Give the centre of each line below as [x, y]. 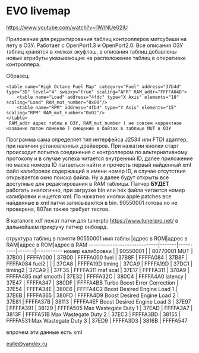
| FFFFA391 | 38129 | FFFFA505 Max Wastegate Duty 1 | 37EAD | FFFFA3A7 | [99, 308]
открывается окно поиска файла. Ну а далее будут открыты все [88, 177]
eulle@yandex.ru [27, 343]
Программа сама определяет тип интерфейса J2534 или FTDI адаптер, [97, 139]
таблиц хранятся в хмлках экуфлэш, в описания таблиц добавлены [91, 51]
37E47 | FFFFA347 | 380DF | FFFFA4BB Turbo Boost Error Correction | [92, 282]
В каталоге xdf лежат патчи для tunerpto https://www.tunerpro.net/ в [92, 220]
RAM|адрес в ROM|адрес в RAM [47, 245]
